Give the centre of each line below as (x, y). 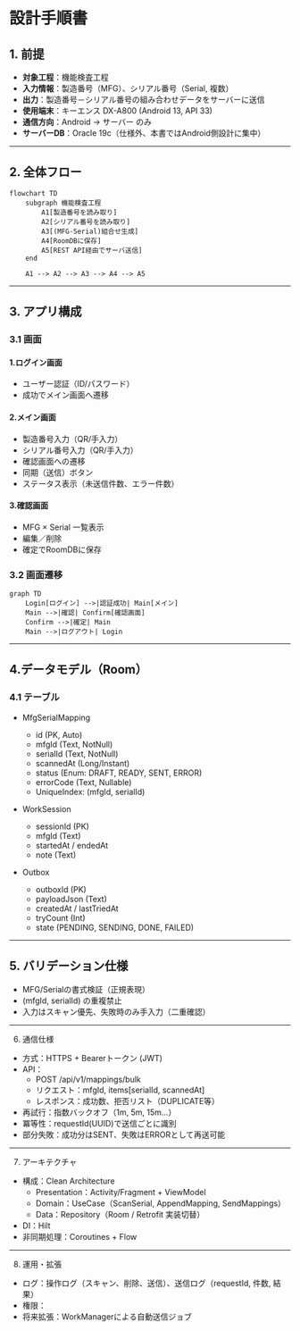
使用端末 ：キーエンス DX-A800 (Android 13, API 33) (117, 111)
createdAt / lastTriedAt (77, 908)
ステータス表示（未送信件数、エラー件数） (100, 483)
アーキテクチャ (50, 1161)
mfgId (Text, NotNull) (74, 744)
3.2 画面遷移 (36, 574)
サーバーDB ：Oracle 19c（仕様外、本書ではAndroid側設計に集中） (144, 133)
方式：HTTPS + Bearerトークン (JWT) (92, 1058)
